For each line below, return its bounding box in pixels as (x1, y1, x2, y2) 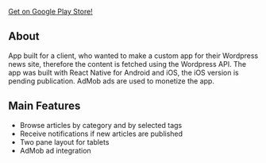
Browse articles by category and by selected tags (19, 120, 183, 130)
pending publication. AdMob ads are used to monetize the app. (8, 76, 214, 86)
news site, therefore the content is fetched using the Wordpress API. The (8, 59, 247, 68)
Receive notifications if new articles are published (19, 129, 183, 138)
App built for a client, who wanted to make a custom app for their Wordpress (8, 51, 259, 60)
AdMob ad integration (19, 146, 91, 155)
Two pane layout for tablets (19, 137, 110, 146)
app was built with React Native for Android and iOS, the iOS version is (8, 68, 240, 77)
